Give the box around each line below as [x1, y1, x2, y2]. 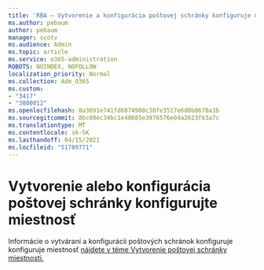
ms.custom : [8, 84, 44, 93]
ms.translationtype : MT [8, 121, 86, 129]
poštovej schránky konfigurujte [8, 194, 218, 212]
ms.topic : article [8, 48, 68, 56]
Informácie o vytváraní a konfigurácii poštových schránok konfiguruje [8, 237, 233, 246]
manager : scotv [8, 33, 58, 42]
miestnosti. [8, 253, 44, 263]
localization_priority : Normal [8, 70, 111, 78]
